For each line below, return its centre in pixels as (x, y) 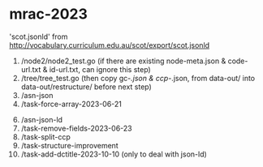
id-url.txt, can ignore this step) (100, 69)
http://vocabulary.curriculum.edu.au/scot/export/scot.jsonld (110, 45)
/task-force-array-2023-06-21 (71, 104)
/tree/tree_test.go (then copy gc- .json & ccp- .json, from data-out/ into (138, 78)
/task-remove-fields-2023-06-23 (76, 128)
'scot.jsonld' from (39, 36)
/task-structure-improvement (69, 145)
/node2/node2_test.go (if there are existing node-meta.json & (123, 61)
